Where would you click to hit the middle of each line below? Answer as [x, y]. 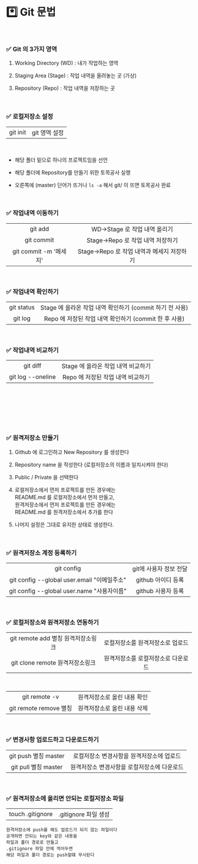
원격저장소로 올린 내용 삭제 [113, 708]
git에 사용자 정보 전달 [160, 569]
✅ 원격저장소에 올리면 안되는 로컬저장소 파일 [65, 798]
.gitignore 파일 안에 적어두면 [39, 849]
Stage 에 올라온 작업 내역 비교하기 [106, 366]
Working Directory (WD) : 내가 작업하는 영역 [67, 63]
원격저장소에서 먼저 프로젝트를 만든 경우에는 [65, 504]
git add [39, 228]
